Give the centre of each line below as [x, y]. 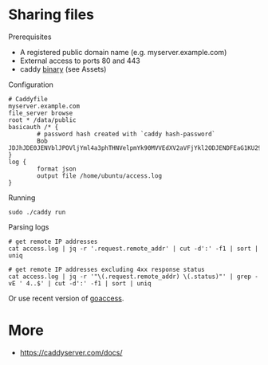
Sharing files [51, 15]
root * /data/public [43, 120]
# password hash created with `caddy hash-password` [126, 134]
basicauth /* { [33, 127]
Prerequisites [30, 37]
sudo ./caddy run [37, 212]
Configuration [31, 84]
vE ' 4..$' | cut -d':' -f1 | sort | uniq [80, 283]
